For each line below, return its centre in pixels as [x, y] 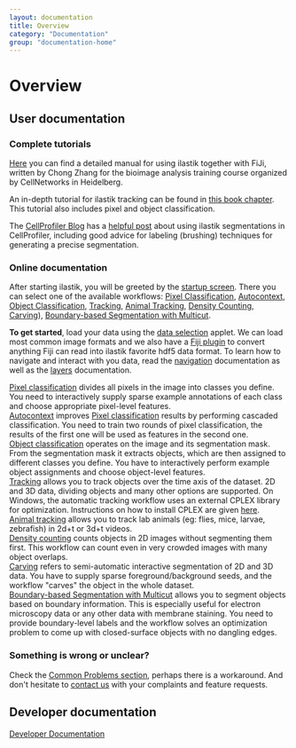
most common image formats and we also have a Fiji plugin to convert [137, 342]
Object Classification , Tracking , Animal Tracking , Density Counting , [132, 306]
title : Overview [39, 26]
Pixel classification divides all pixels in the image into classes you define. [142, 388]
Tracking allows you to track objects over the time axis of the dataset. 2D [143, 482]
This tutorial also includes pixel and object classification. [112, 209]
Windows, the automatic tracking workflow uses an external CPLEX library [145, 500]
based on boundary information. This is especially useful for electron [135, 604]
